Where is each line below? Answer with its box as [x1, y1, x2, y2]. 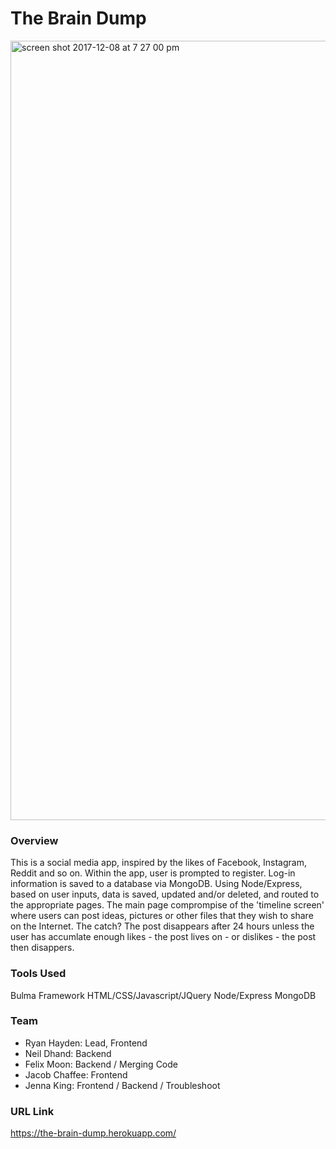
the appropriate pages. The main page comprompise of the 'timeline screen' [10, 899, 325, 911]
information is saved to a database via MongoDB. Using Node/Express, [10, 878, 303, 890]
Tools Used [10, 967, 67, 981]
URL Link [10, 1104, 55, 1118]
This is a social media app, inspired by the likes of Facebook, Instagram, [10, 857, 307, 869]
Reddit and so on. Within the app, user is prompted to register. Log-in [10, 867, 296, 879]
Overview [10, 833, 59, 847]
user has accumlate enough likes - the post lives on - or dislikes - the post [10, 931, 317, 943]
